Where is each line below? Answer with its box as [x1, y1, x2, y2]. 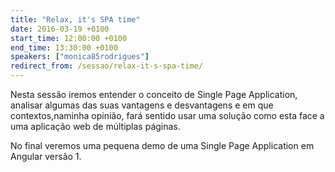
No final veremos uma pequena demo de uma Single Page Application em [10, 140, 315, 151]
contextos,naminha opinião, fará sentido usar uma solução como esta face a [10, 110, 325, 121]
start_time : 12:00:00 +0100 [10, 33, 128, 43]
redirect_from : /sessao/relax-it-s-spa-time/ [10, 61, 203, 71]
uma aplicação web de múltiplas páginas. [10, 121, 181, 132]
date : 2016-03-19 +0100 [10, 24, 110, 34]
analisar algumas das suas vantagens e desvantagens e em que [10, 99, 274, 111]
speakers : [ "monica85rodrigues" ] [10, 52, 150, 62]
